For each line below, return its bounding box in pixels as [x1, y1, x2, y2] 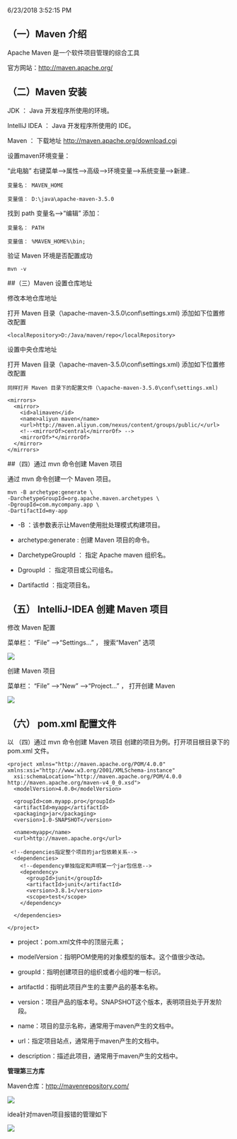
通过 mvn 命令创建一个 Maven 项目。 [7, 474, 115, 483]
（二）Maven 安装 [7, 86, 87, 98]
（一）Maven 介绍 [7, 28, 87, 40]
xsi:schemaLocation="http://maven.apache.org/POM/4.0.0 [13, 773, 182, 780]
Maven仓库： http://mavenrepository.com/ [7, 1082, 129, 1090]
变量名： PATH [7, 224, 45, 231]
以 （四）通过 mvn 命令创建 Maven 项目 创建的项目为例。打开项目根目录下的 [7, 738, 230, 746]
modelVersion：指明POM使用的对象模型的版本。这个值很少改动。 [17, 953, 209, 961]
